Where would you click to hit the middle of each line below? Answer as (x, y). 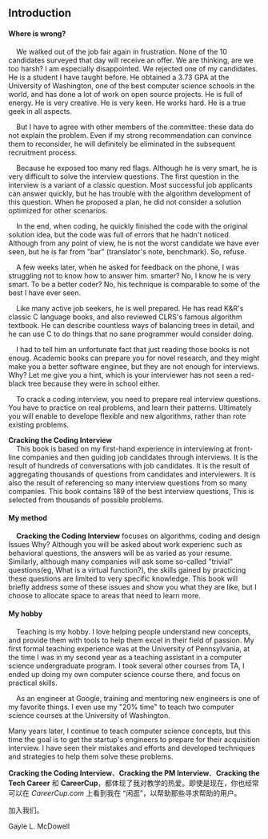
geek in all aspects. (40, 111)
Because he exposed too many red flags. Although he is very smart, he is (136, 168)
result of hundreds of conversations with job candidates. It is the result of (129, 465)
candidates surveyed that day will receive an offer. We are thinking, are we (131, 60)
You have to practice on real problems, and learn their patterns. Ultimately (130, 407)
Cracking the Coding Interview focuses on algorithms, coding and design (138, 536)
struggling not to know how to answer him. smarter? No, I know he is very (130, 275)
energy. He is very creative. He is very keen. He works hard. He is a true (127, 103)
